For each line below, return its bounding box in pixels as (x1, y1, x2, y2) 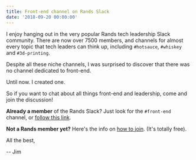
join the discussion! (6, 96, 53, 103)
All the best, (6, 136, 35, 143)
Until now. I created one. (6, 78, 66, 86)
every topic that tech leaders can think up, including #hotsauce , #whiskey (6, 43, 182, 50)
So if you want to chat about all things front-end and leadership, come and (6, 90, 188, 97)
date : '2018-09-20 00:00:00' (6, 14, 78, 20)
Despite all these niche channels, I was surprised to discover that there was (6, 60, 190, 68)
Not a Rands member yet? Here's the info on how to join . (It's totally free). (6, 125, 187, 132)
